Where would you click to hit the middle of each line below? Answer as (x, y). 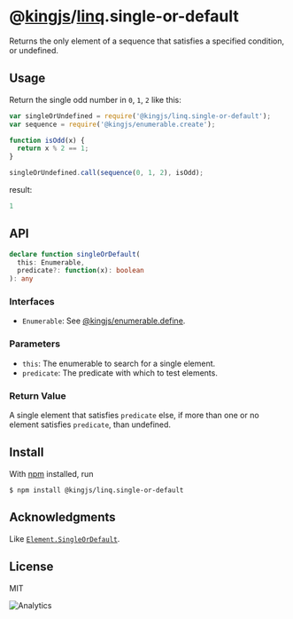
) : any (21, 279)
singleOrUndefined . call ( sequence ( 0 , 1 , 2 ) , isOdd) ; (106, 173)
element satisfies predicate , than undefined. (90, 425)
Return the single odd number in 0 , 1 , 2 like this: (95, 99)
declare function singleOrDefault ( (75, 254)
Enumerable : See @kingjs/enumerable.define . (104, 321)
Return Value (38, 395)
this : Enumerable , (51, 262)
